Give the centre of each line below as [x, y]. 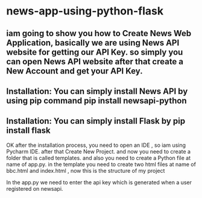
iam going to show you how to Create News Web [99, 33]
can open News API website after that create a [95, 61]
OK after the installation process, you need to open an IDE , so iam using [96, 145]
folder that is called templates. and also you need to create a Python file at [99, 158]
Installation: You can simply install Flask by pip [96, 121]
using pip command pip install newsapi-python [96, 101]
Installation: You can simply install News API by [97, 91]
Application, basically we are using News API [93, 42]
